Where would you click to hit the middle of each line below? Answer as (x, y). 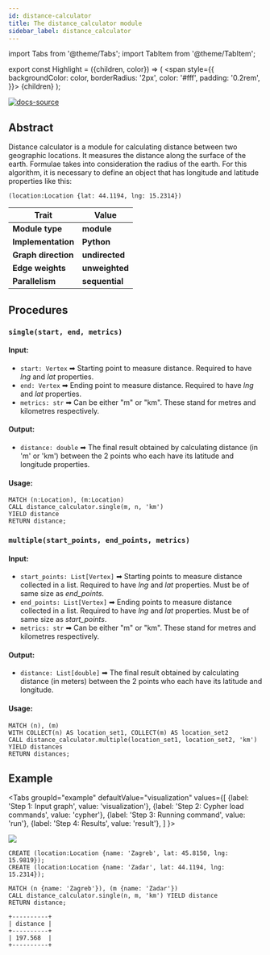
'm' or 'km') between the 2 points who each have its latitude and (127, 456)
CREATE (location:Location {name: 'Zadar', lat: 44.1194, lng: (117, 868)
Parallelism (34, 281)
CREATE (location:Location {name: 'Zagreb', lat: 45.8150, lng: (118, 853)
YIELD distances (35, 747)
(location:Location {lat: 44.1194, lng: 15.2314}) (95, 196)
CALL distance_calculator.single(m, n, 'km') (86, 507)
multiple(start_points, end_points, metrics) (100, 540)
